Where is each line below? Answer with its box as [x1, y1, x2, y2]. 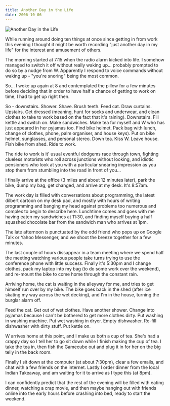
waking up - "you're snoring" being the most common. [5, 73, 119, 79]
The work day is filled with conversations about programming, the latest [5, 192, 155, 198]
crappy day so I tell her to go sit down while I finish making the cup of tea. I [5, 338, 162, 344]
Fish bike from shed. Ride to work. [5, 141, 77, 147]
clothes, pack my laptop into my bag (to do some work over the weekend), [5, 265, 160, 272]
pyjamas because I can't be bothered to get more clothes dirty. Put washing [5, 312, 163, 318]
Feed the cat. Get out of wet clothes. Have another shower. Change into [5, 307, 155, 313]
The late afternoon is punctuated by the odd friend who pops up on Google [5, 229, 162, 235]
